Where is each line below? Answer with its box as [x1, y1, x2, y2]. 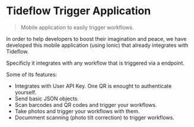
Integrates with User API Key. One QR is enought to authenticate [14, 82, 172, 90]
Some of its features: [6, 71, 58, 78]
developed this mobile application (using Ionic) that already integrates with [6, 42, 189, 49]
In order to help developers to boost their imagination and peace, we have [6, 35, 187, 42]
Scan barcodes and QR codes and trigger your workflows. [14, 101, 157, 108]
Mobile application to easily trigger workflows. [20, 24, 134, 31]
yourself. [14, 88, 37, 96]
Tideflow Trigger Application [6, 4, 151, 18]
